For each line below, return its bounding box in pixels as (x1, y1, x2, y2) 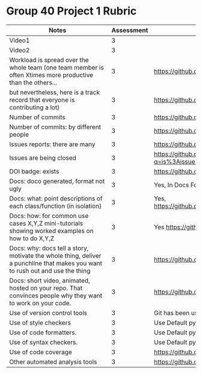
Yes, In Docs (154, 181, 189, 189)
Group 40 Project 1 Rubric (6, 4, 137, 18)
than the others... (9, 78, 57, 87)
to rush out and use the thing (9, 266, 91, 275)
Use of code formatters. (9, 328, 77, 337)
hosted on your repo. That (9, 284, 83, 292)
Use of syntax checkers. (9, 338, 78, 346)
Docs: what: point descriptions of (9, 194, 103, 202)
